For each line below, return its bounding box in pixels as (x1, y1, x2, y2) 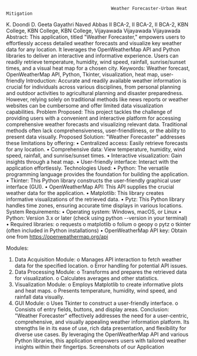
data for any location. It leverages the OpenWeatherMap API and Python (6, 46, 181, 53)
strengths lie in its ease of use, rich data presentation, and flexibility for (14, 325, 186, 331)
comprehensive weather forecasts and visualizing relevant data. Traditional (6, 121, 188, 127)
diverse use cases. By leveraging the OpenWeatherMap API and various (14, 331, 189, 338)
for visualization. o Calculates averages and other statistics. (14, 275, 159, 281)
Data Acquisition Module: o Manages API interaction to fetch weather (14, 256, 182, 263)
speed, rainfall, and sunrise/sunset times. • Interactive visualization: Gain (6, 152, 182, 159)
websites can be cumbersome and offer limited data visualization (6, 102, 164, 109)
